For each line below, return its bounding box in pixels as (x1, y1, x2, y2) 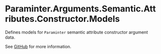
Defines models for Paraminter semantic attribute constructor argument (5, 29, 148, 35)
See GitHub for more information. (5, 43, 72, 49)
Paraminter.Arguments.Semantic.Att (5, 3, 156, 14)
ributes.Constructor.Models (5, 13, 120, 24)
